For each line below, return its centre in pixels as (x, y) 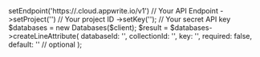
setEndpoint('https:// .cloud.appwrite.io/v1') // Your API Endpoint (113, 11)
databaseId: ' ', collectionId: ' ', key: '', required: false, (167, 36)
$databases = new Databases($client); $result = (88, 28)
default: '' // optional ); (45, 44)
